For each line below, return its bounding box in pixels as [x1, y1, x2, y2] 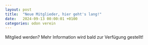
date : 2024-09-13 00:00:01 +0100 [5, 16, 78, 21]
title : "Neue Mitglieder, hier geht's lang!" [5, 12, 102, 17]
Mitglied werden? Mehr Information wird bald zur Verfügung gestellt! [5, 34, 144, 40]
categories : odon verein [5, 21, 56, 26]
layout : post [5, 7, 32, 12]
